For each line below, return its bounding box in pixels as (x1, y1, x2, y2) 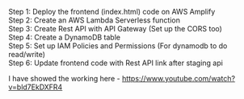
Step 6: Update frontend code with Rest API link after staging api (8, 58, 224, 68)
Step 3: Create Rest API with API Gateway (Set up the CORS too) (8, 24, 222, 33)
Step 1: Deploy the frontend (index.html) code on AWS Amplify (8, 7, 216, 16)
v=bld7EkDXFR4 (8, 82, 63, 92)
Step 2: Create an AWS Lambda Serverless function (8, 15, 180, 25)
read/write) (8, 50, 46, 59)
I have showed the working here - (8, 74, 120, 83)
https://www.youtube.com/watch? (121, 74, 236, 83)
